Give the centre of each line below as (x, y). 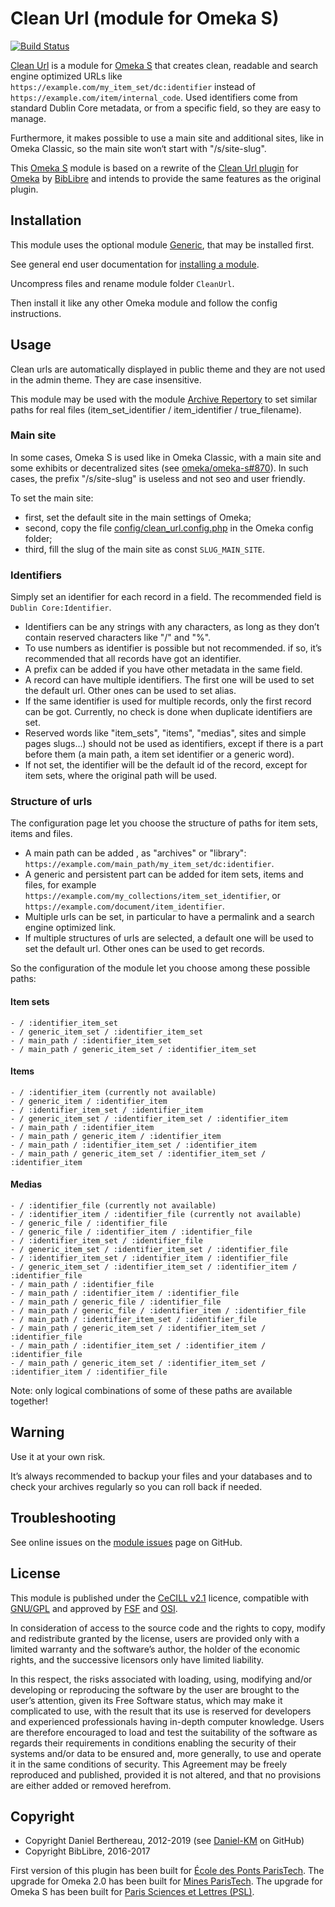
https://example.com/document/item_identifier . (124, 906)
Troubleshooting (63, 1518)
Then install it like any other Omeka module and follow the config (144, 303)
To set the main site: (52, 498)
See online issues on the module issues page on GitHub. (126, 1542)
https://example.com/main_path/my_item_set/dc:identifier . (149, 864)
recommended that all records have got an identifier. (133, 659)
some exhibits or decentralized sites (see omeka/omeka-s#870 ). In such (159, 468)
